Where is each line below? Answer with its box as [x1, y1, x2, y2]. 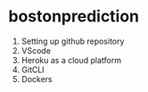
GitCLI [21, 64, 45, 75]
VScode [21, 45, 51, 55]
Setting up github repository [21, 36, 125, 46]
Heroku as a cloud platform [21, 54, 122, 65]
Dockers [21, 73, 53, 84]
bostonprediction [8, 6, 140, 27]
